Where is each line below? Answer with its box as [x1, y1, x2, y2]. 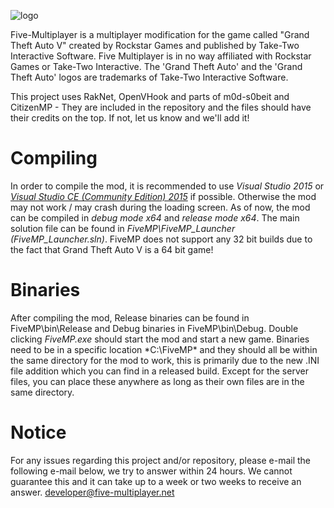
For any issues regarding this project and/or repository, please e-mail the [10, 454, 312, 466]
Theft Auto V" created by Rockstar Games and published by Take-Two [10, 40, 300, 51]
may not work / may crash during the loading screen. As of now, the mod [10, 201, 311, 213]
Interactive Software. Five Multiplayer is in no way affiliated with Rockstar [10, 50, 312, 62]
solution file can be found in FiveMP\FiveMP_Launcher [10, 222, 236, 234]
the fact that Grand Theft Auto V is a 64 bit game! [10, 243, 214, 255]
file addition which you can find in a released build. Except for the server [10, 365, 309, 377]
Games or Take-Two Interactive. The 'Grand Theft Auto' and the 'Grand [10, 61, 303, 72]
